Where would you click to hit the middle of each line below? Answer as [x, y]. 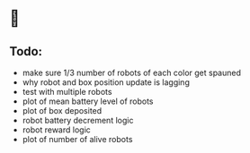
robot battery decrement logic [78, 120]
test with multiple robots [67, 92]
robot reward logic [57, 130]
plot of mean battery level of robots [88, 101]
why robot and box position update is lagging [106, 82]
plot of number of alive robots [77, 139]
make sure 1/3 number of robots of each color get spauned [131, 72]
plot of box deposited [62, 110]
